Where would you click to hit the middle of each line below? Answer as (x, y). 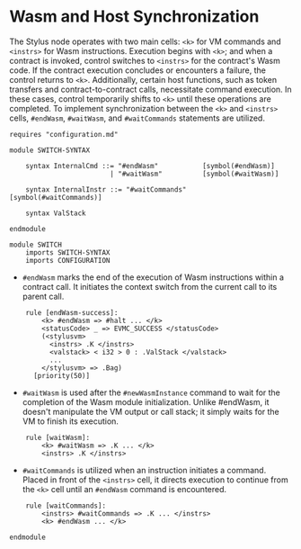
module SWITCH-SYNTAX (50, 150)
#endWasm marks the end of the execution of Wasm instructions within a (153, 277)
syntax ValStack (56, 213)
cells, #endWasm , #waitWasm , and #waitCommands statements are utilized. (137, 118)
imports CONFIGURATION (68, 260)
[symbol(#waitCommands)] (56, 197)
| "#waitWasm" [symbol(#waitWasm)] (194, 174)
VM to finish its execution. (71, 421)
